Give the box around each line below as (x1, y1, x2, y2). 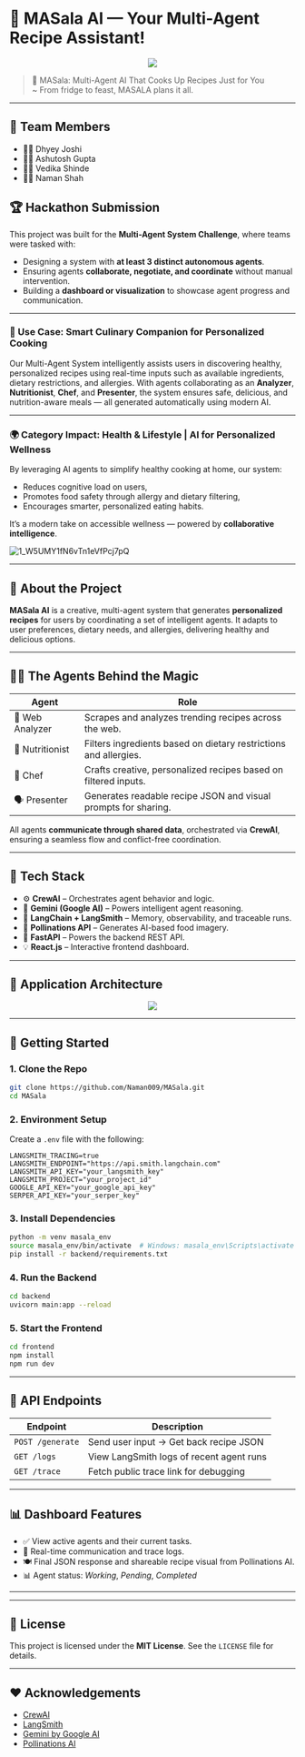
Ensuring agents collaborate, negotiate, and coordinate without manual (22, 266, 293, 277)
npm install (9, 1351, 54, 1360)
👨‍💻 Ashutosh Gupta (22, 153, 96, 164)
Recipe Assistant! (9, 27, 145, 48)
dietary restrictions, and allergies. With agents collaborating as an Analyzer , (9, 377, 295, 388)
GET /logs (14, 1451, 56, 1461)
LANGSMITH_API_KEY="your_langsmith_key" (9, 1167, 165, 1176)
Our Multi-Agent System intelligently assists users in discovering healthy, (9, 358, 283, 369)
